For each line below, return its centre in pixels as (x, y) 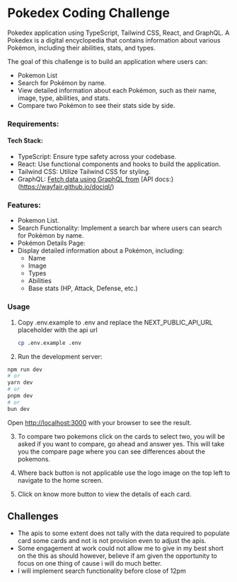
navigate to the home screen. (60, 480)
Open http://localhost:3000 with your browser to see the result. (100, 422)
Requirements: (33, 123)
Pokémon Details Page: (51, 243)
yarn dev (20, 383)
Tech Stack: (25, 141)
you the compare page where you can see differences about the (111, 451)
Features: (24, 205)
